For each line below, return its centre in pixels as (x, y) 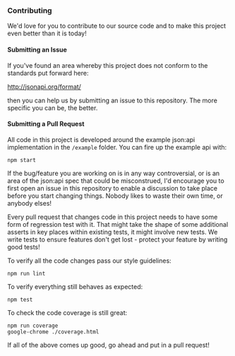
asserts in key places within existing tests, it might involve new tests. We (113, 232)
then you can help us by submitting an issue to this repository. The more (112, 100)
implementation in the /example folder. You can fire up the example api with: (117, 147)
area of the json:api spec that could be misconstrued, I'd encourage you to (116, 180)
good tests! (24, 247)
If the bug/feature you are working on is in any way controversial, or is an (114, 173)
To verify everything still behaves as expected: (75, 286)
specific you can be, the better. (53, 107)
